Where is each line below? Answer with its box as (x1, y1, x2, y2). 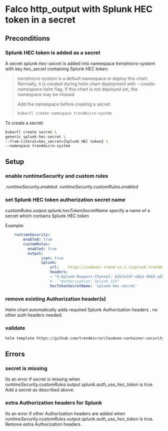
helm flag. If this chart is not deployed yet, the (43, 86, 138, 92)
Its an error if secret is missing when (5, 376, 80, 382)
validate (5, 324, 25, 331)
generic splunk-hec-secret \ (5, 134, 66, 139)
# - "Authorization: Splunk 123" (49, 279, 120, 284)
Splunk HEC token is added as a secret (5, 49, 101, 56)
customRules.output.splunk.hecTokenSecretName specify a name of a (5, 208, 150, 214)
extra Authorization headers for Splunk (5, 399, 102, 406)
